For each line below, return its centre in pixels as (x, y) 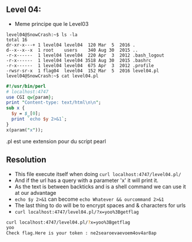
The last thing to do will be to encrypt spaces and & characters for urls (100, 205)
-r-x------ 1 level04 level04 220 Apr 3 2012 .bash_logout (85, 55)
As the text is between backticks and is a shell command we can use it (100, 186)
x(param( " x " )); (25, 130)
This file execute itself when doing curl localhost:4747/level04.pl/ (98, 174)
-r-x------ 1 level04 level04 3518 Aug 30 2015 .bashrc (79, 60)
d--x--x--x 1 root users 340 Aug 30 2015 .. (72, 50)
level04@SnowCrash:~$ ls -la (42, 35)
